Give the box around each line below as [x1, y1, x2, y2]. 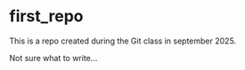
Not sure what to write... [9, 52, 98, 63]
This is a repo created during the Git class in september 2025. [9, 35, 237, 46]
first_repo [9, 6, 84, 27]
